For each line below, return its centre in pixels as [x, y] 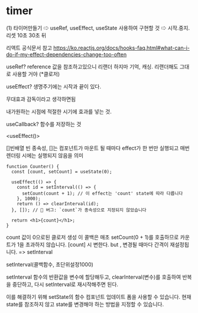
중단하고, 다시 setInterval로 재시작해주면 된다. [65, 284]
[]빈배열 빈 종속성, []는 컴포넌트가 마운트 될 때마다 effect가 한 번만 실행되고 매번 [98, 148]
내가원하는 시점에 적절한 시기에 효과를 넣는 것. [59, 111]
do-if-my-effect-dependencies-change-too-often [66, 54]
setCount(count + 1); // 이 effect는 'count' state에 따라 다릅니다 [102, 193]
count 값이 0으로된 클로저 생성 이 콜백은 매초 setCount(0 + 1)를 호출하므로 [92, 237]
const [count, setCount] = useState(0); [62, 172]
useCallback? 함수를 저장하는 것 [44, 124]
